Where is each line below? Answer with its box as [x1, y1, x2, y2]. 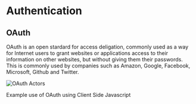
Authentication [6, 4, 82, 18]
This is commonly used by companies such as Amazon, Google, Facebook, [6, 62, 191, 69]
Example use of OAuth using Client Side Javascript [6, 92, 131, 98]
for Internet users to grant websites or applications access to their [6, 50, 169, 57]
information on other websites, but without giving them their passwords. [6, 56, 183, 63]
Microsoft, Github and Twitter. [6, 69, 79, 75]
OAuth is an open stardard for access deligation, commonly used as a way [6, 43, 189, 50]
